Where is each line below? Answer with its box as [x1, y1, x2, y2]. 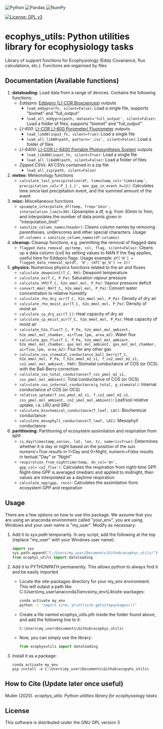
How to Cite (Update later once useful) [5, 680, 124, 688]
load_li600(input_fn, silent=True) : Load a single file [26, 131, 135, 137]
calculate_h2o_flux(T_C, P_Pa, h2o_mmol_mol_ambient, [19, 327, 130, 332]
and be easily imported [12, 569, 58, 575]
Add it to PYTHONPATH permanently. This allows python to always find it [12, 564, 158, 570]
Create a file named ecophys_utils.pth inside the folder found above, [19, 611, 156, 617]
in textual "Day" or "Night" [19, 454, 72, 460]
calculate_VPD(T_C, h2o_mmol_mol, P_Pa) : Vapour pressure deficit [19, 280, 152, 285]
